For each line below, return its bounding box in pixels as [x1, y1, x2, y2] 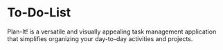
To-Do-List [7, 5, 71, 21]
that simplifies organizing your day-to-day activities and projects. [7, 34, 193, 42]
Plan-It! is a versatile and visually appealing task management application [7, 27, 217, 36]
